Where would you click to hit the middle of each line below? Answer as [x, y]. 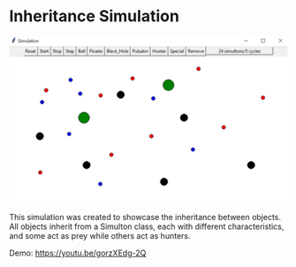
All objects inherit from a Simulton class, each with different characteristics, [147, 226]
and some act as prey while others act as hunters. [100, 236]
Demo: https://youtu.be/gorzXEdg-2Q [78, 253]
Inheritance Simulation [94, 16]
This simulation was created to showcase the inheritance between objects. [145, 217]
